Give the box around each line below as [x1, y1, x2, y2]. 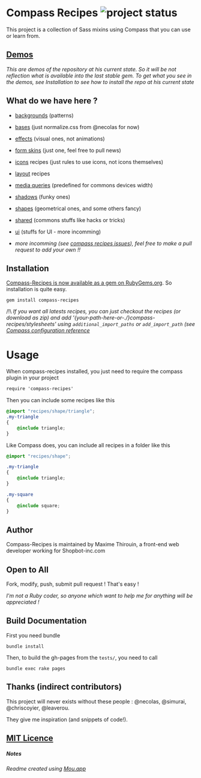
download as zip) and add [6, 314, 72, 321]
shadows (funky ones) [14, 193, 71, 201]
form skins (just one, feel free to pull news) [14, 146, 121, 154]
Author [6, 525, 33, 535]
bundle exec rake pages [6, 665, 66, 672]
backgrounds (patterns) [14, 112, 74, 119]
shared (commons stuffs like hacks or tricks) [14, 216, 125, 223]
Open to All [6, 564, 49, 574]
